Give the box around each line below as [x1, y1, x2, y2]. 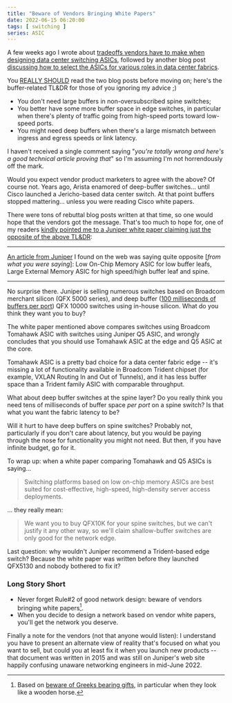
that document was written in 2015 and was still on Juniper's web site [7, 654, 205, 662]
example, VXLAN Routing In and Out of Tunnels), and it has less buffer [7, 373, 207, 381]
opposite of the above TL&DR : [7, 233, 93, 241]
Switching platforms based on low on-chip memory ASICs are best [23, 478, 214, 486]
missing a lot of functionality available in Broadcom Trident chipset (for [7, 366, 209, 374]
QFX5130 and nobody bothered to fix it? [7, 562, 121, 570]
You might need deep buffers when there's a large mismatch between [17, 126, 216, 135]
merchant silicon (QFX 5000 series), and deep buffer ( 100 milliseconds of [7, 294, 216, 303]
